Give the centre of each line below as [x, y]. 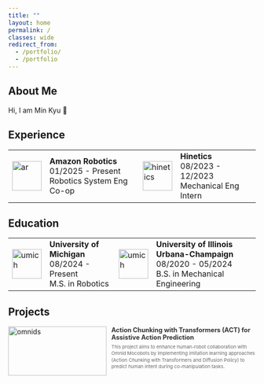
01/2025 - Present [85, 171]
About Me [33, 91]
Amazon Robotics [84, 161]
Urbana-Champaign [195, 254]
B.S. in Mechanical [190, 274]
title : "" [24, 15]
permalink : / [29, 30]
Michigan [68, 254]
